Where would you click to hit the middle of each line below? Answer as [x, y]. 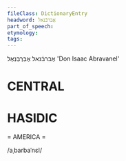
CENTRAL [36, 86]
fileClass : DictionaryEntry [48, 13]
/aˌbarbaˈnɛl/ [25, 150]
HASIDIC [32, 118]
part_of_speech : [30, 26]
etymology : [23, 33]
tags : [15, 39]
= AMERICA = [27, 137]
